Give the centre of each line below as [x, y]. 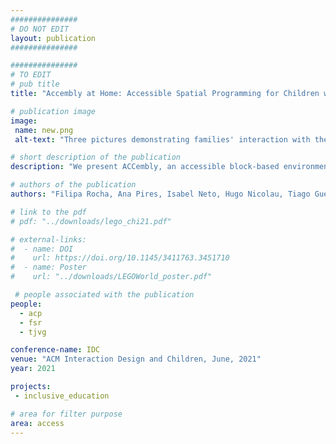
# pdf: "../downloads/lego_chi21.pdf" [91, 221]
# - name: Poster [48, 267]
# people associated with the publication [104, 295]
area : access [37, 423]
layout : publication [53, 38]
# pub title [35, 84]
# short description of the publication [96, 157]
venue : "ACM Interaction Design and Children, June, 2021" [136, 359]
